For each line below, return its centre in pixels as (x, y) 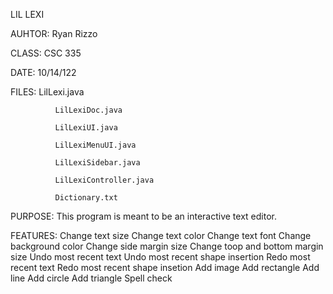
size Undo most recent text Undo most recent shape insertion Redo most (160, 257)
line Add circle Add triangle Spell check (91, 278)
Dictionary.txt (86, 198)
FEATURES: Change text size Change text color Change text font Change (161, 235)
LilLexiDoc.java (88, 110)
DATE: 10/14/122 (43, 72)
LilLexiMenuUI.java (95, 145)
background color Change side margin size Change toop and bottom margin (167, 246)
